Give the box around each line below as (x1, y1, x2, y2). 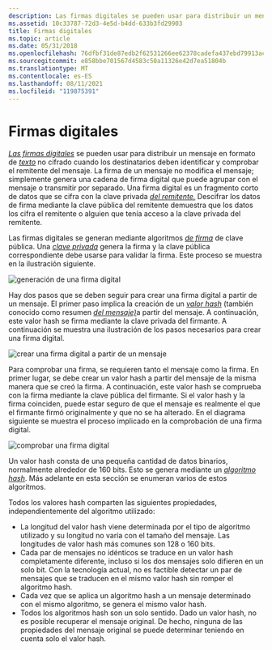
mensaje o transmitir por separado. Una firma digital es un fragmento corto (8, 183, 259, 193)
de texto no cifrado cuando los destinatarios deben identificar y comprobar (8, 157, 259, 167)
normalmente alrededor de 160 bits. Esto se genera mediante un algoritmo (8, 465, 257, 474)
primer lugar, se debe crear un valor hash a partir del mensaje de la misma (8, 373, 257, 383)
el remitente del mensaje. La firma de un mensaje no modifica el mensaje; (8, 166, 254, 176)
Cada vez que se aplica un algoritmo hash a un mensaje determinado (19, 591, 251, 601)
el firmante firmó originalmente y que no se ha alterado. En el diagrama (8, 408, 245, 418)
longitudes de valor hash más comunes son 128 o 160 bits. (19, 539, 216, 549)
